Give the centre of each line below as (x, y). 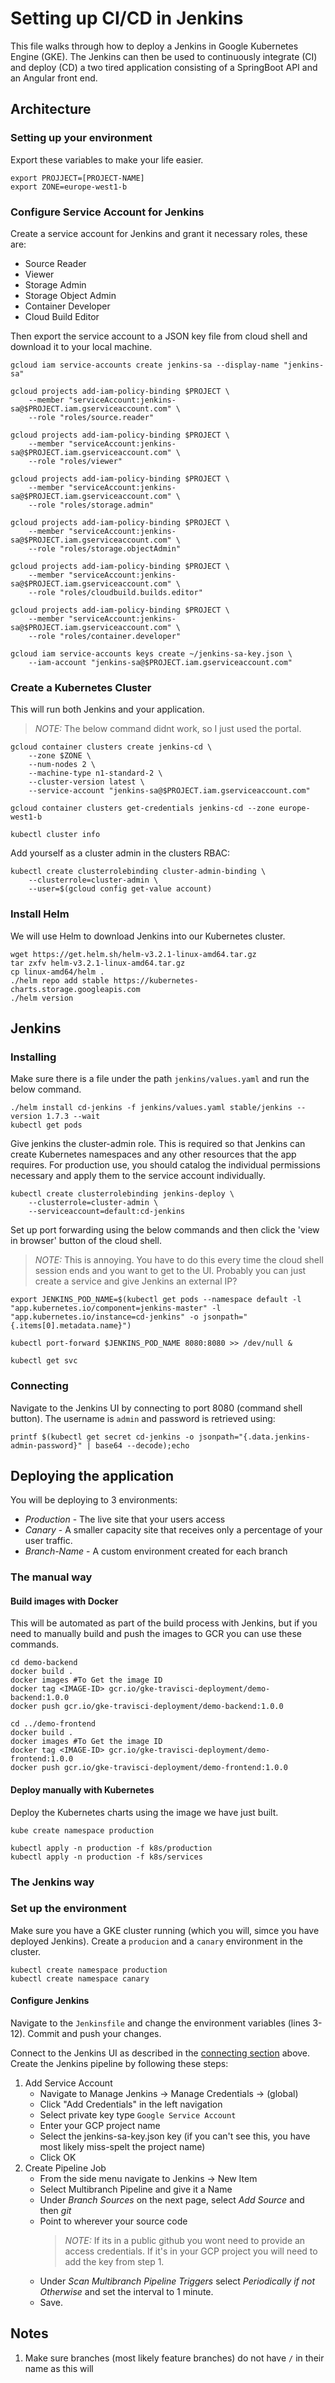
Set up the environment (68, 1909)
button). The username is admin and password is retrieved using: (143, 1418)
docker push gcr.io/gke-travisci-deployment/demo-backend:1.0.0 (147, 1707)
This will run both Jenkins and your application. (107, 709)
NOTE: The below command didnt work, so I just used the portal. (168, 729)
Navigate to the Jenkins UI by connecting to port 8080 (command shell (156, 1408)
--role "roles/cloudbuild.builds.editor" (115, 592)
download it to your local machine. (81, 346)
